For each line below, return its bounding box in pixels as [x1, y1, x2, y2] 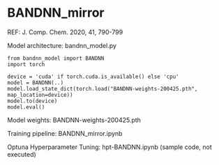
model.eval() [7, 103, 45, 111]
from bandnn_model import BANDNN [7, 54, 105, 62]
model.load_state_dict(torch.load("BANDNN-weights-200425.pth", [7, 85, 198, 92]
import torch [7, 61, 45, 68]
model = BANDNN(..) [7, 79, 64, 86]
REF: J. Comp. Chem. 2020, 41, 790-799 [7, 28, 123, 36]
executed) [7, 150, 36, 158]
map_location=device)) [7, 91, 73, 98]
